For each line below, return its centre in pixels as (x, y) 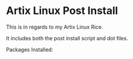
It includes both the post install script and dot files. (67, 38)
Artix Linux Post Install (62, 11)
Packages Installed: (30, 49)
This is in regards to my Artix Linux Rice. (55, 27)
